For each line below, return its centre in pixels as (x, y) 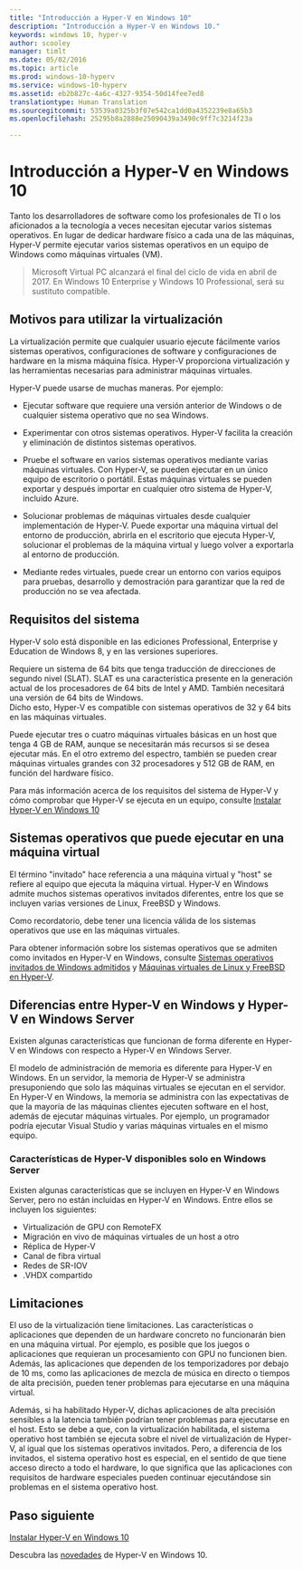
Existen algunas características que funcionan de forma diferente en (137, 1041)
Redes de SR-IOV (55, 1266)
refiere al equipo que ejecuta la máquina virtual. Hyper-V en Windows (139, 883)
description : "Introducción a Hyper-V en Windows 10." (115, 26)
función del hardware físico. (62, 773)
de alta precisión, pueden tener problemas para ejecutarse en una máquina (150, 1383)
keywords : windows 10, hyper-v (68, 34)
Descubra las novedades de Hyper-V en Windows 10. (109, 1555)
